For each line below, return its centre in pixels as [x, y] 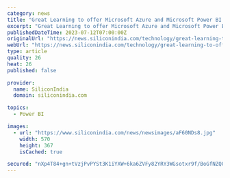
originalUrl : [26, 39]
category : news [29, 13]
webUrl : [18, 45]
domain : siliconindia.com [50, 95]
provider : [21, 83]
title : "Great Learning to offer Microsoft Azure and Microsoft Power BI [115, 20]
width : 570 [35, 139]
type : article [27, 52]
